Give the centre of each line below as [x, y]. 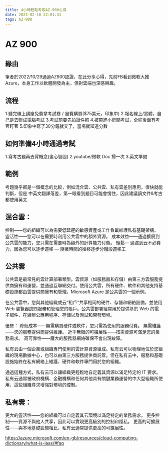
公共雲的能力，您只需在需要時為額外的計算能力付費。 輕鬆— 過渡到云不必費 [83, 242]
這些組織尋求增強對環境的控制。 [47, 385]
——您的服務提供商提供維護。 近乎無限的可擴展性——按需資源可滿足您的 [80, 332]
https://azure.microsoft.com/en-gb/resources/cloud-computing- [72, 438]
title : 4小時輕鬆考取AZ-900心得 [36, 10]
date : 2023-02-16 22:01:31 [33, 15]
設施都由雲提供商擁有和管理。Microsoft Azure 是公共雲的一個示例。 [79, 292]
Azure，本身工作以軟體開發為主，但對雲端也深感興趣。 [62, 83]
